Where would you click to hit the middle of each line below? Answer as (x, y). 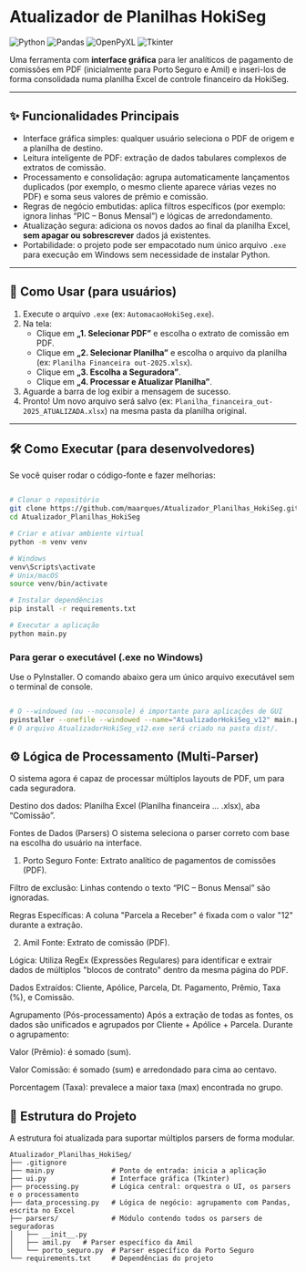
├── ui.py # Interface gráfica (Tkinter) (120, 1179)
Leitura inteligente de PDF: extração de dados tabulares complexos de (154, 158)
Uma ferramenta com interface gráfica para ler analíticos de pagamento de (152, 59)
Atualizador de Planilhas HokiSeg (138, 17)
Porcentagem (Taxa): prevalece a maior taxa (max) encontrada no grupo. (147, 1088)
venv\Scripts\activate (52, 567)
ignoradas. (30, 898)
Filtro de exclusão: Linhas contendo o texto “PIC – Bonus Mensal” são (140, 888)
